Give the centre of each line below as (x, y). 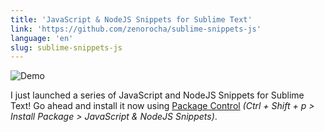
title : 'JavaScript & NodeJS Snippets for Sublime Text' (131, 19)
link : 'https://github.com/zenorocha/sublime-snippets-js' (136, 29)
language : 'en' (42, 38)
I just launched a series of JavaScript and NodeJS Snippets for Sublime (157, 95)
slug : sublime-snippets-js (66, 47)
